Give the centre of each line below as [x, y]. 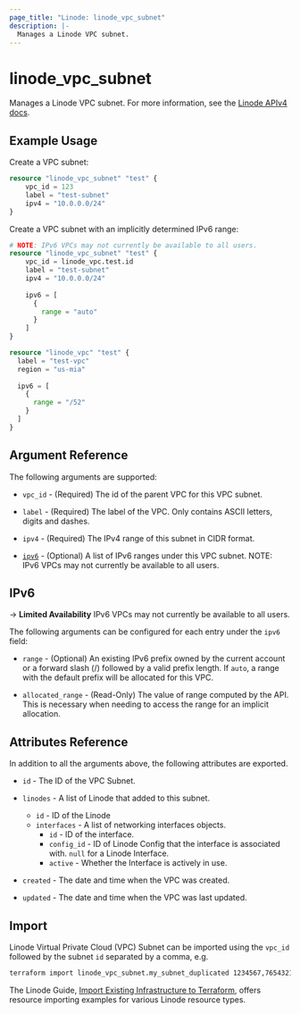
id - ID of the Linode [73, 816]
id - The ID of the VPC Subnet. [79, 781]
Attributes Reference [69, 742]
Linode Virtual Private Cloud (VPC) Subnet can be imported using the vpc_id [150, 947]
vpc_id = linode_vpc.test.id [79, 262]
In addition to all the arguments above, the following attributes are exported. [149, 764]
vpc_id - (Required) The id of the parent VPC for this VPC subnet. [142, 494]
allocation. [41, 714]
